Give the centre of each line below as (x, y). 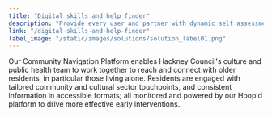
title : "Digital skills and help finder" (79, 16)
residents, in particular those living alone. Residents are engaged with (125, 78)
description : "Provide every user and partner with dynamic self (121, 23)
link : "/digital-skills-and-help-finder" (79, 31)
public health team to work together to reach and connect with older (122, 70)
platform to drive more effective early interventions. (94, 104)
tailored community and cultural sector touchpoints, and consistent (120, 87)
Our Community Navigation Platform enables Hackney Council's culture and (135, 61)
